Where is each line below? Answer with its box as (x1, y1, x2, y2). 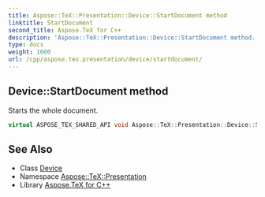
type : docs (8, 41, 44, 49)
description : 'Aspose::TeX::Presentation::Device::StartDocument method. (8, 33, 256, 42)
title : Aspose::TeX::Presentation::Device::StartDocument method (8, 11, 227, 20)
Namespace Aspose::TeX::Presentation (19, 172, 147, 181)
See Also (8, 143, 53, 156)
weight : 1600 (8, 48, 51, 56)
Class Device (19, 163, 63, 173)
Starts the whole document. (8, 106, 99, 115)
